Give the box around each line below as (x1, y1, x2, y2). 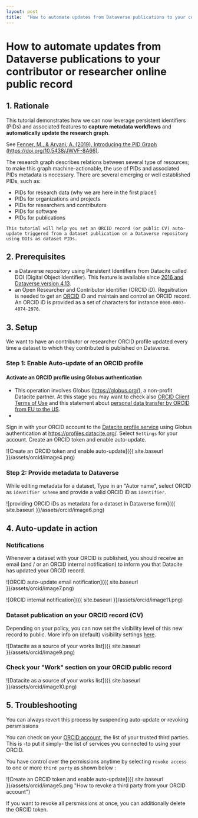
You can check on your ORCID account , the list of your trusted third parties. (6, 733, 190, 740)
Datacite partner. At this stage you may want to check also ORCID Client (14, 393, 190, 400)
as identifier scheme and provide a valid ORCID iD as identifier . (6, 488, 166, 495)
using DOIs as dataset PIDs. (6, 236, 78, 241)
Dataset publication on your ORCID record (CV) (6, 611, 144, 619)
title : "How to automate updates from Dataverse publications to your (6, 14, 186, 20)
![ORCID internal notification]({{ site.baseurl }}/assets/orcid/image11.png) (6, 596, 183, 604)
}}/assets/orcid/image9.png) (6, 649, 75, 656)
